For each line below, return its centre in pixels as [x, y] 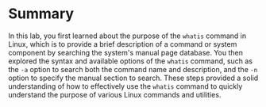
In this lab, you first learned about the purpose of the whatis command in [127, 36]
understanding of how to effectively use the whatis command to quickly [125, 86]
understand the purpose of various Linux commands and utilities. [115, 94]
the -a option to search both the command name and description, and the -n [133, 69]
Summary [41, 14]
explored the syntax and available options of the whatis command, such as [130, 61]
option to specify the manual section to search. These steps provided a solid [133, 78]
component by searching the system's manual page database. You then [126, 52]
